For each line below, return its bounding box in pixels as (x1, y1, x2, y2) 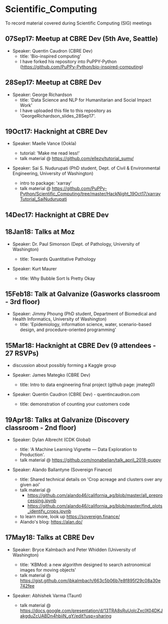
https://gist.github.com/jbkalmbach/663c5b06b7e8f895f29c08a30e (19, 577, 161, 583)
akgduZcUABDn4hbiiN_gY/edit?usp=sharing (19, 612, 111, 618)
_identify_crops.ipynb (27, 508, 71, 514)
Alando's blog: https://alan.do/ (19, 519, 82, 525)
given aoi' (19, 481, 40, 488)
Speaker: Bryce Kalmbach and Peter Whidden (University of (12, 546, 136, 552)
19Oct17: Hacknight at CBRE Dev (5, 127, 108, 135)
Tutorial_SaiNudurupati (19, 196, 67, 202)
